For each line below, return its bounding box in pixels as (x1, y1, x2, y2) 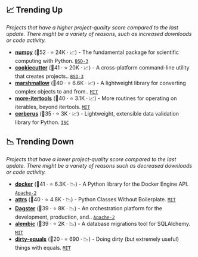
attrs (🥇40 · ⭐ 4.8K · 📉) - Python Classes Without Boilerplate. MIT (14, 195, 176, 202)
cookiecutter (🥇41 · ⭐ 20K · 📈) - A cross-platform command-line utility (14, 64, 190, 71)
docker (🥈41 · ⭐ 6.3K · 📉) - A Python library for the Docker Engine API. (14, 180, 189, 188)
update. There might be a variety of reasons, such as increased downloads (6, 30, 192, 37)
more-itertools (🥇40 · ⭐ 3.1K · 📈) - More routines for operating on (14, 95, 177, 102)
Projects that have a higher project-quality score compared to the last (6, 23, 179, 31)
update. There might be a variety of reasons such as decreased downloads (6, 162, 193, 169)
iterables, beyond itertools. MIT (14, 103, 91, 110)
